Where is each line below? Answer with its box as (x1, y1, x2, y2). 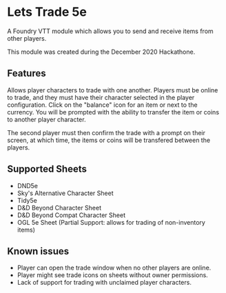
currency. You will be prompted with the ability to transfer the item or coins (7, 108, 219, 116)
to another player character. (7, 115, 86, 123)
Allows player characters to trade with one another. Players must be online (7, 85, 218, 94)
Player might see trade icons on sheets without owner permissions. (17, 271, 208, 279)
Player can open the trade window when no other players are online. (17, 263, 212, 272)
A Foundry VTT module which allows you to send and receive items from (7, 27, 214, 35)
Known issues (7, 245, 70, 257)
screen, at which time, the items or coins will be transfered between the (7, 136, 211, 144)
